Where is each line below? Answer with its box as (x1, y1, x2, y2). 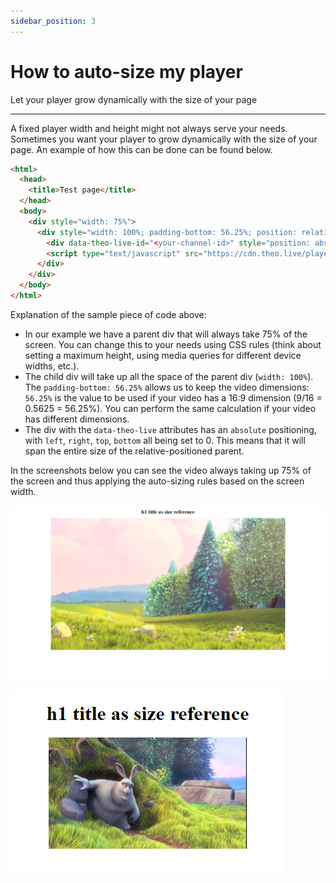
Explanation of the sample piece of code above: (10, 308, 207, 320)
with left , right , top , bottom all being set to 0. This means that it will (24, 434, 306, 446)
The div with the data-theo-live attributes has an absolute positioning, (24, 423, 317, 435)
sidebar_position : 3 (10, 16, 97, 26)
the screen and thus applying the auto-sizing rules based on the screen (10, 475, 305, 487)
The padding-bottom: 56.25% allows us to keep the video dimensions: (24, 381, 310, 393)
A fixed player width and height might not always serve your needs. (10, 122, 288, 134)
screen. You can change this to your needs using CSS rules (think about (24, 338, 322, 350)
